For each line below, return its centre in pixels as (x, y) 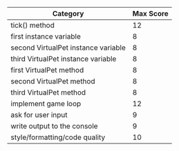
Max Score (151, 13)
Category (68, 13)
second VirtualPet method (53, 81)
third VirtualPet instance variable (64, 59)
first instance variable (46, 36)
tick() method (33, 25)
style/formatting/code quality (58, 137)
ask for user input (39, 115)
